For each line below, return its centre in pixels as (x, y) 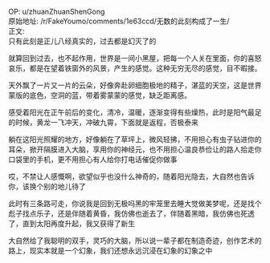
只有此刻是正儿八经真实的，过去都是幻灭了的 (82, 41)
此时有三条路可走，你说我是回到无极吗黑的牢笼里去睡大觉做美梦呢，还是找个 (135, 203)
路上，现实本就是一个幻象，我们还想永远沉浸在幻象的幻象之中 (110, 251)
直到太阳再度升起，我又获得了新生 (78, 223)
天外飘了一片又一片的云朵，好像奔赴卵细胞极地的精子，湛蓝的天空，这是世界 (135, 85)
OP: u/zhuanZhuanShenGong (57, 12)
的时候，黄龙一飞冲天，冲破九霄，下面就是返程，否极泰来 (103, 122)
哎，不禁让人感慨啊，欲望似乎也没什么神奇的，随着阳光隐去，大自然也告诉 (131, 176)
